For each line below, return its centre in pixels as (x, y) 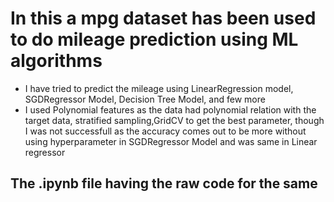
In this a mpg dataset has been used (163, 18)
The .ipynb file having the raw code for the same (164, 183)
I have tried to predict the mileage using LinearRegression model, (159, 88)
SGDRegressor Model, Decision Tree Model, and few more (145, 99)
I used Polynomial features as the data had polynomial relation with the (170, 109)
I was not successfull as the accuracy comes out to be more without (165, 131)
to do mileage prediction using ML (154, 39)
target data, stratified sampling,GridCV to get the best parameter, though (174, 120)
